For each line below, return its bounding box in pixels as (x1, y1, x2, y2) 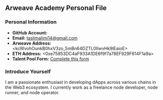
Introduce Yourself (5, 68, 51, 75)
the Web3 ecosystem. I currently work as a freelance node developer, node (5, 84, 158, 90)
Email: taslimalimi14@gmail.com (12, 35, 78, 41)
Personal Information (5, 19, 57, 25)
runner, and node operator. (5, 89, 60, 95)
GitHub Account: (12, 29, 48, 36)
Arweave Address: (12, 40, 52, 46)
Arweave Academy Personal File (5, 4, 107, 12)
